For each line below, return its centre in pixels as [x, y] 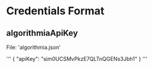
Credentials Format [55, 11]
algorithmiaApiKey [42, 33]
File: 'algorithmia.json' [34, 47]
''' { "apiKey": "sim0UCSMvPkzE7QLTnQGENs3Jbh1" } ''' [77, 59]
